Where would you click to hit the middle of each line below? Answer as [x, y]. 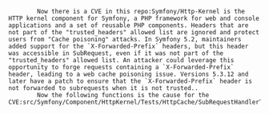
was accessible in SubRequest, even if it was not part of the [116, 53]
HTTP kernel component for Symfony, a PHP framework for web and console [134, 18]
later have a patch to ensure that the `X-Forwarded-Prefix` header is [130, 81]
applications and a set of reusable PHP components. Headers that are [128, 26]
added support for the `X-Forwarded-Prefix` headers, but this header [128, 46]
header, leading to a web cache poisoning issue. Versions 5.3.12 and [128, 74]
